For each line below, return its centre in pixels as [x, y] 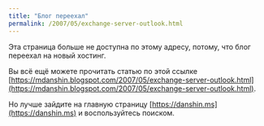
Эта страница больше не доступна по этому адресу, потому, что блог [130, 46]
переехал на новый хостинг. [57, 55]
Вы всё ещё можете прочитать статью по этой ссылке [103, 71]
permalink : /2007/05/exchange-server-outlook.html [96, 24]
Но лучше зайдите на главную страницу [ [80, 104]
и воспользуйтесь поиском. [126, 113]
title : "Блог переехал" [49, 16]
